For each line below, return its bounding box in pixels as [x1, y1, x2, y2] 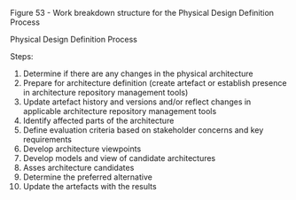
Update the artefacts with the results [22, 181, 158, 191]
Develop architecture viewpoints [22, 143, 142, 154]
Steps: [10, 51, 34, 61]
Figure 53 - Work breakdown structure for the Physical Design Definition [10, 8, 274, 18]
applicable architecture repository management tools [22, 106, 217, 116]
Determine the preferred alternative [22, 172, 153, 182]
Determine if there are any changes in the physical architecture [22, 68, 253, 79]
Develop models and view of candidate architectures [22, 153, 216, 163]
